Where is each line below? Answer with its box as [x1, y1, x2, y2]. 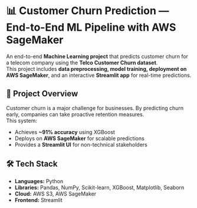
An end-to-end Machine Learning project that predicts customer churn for [6, 53, 189, 60]
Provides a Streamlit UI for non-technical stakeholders [14, 141, 147, 148]
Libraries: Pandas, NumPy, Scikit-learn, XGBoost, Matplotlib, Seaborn [14, 184, 185, 191]
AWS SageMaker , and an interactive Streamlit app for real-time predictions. [6, 71, 192, 79]
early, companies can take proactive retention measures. [6, 110, 145, 118]
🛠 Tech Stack [6, 159, 58, 169]
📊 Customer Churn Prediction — [6, 4, 169, 18]
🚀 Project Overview [6, 89, 78, 99]
